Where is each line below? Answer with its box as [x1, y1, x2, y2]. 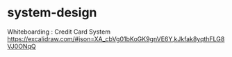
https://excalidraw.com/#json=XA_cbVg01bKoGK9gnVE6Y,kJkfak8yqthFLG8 [7, 34, 225, 43]
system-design [7, 5, 97, 21]
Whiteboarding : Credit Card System [7, 27, 111, 36]
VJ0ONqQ [7, 42, 36, 50]
